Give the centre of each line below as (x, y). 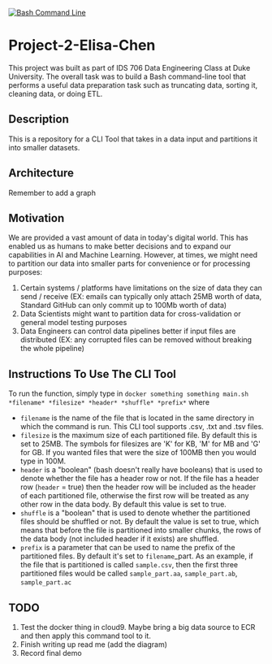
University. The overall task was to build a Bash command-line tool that (127, 76)
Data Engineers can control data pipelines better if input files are (128, 331)
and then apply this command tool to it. (86, 636)
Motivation (37, 218)
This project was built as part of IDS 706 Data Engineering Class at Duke (130, 67)
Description (39, 119)
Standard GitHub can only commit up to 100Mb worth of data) (123, 306)
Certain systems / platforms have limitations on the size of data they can (141, 288)
